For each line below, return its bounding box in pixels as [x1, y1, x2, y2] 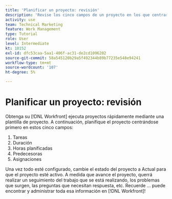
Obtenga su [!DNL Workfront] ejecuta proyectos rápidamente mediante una [5, 113, 164, 119]
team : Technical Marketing [5, 22, 63, 27]
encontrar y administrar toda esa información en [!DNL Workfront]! [5, 188, 146, 194]
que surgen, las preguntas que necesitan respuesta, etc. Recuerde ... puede [5, 182, 165, 188]
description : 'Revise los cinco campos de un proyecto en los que [5, 12, 150, 17]
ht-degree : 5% [5, 70, 36, 75]
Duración [12, 139, 32, 146]
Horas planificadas [12, 145, 53, 151]
